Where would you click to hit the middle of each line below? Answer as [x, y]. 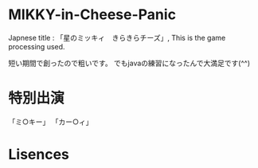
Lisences [39, 155]
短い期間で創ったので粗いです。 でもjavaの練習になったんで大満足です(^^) [129, 63]
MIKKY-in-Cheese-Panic [92, 15]
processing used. [37, 46]
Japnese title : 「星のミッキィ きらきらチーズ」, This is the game [117, 37]
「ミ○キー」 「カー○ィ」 [51, 122]
